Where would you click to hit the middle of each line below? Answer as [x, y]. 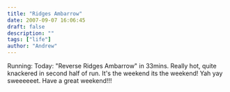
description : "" [31, 33]
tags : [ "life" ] [29, 40]
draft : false [26, 26]
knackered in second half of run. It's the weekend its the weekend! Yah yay [115, 73]
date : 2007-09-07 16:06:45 [46, 20]
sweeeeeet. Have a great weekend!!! [60, 80]
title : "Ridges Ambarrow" [45, 14]
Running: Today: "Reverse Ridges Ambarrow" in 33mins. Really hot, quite [112, 66]
